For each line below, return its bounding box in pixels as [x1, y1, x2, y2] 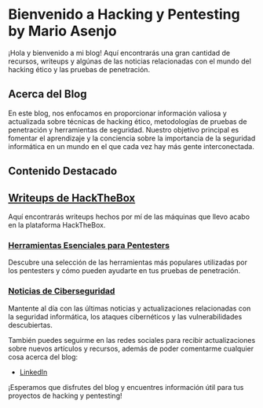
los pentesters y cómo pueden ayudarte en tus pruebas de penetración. [8, 266, 241, 275]
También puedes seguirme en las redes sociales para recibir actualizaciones [8, 335, 256, 344]
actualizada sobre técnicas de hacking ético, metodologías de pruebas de [8, 116, 247, 126]
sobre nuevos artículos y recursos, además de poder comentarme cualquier [8, 344, 254, 353]
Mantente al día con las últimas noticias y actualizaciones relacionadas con [8, 304, 251, 313]
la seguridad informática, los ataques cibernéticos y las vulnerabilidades [8, 311, 243, 321]
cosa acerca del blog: [8, 352, 79, 362]
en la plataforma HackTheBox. [8, 220, 106, 229]
